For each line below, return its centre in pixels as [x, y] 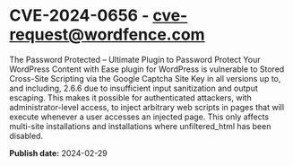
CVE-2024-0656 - [79, 16]
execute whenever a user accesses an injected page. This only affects [139, 117]
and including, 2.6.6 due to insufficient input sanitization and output [134, 88]
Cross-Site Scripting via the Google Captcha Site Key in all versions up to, [145, 78]
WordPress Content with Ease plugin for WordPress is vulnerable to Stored [147, 69]
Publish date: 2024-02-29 [58, 153]
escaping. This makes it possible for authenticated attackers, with [131, 97]
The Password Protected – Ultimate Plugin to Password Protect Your [135, 59]
